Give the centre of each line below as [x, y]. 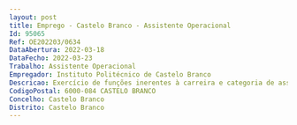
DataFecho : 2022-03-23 [51, 58]
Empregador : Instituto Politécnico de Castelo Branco [110, 75]
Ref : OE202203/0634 [45, 42]
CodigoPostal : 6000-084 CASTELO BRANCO [83, 91]
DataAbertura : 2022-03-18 [57, 50]
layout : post [33, 17]
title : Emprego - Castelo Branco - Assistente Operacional [120, 26]
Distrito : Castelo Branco [57, 107]
